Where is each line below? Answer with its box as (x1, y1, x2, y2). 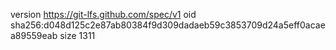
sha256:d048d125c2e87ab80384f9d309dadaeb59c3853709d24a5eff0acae (10, 19, 326, 31)
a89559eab (10, 30, 58, 41)
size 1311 (59, 30, 96, 41)
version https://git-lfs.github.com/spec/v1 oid (10, 9, 197, 20)
